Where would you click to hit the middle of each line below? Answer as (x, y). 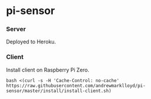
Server (16, 29)
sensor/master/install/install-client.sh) (59, 91)
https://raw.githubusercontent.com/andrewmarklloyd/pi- (76, 86)
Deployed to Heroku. (31, 42)
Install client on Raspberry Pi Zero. (48, 70)
